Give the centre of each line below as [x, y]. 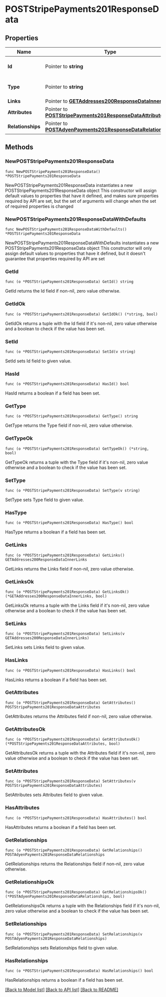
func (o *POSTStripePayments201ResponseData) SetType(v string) [73, 491]
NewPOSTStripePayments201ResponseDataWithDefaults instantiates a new [82, 243]
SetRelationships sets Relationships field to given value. [62, 947]
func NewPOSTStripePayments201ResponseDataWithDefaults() [66, 229]
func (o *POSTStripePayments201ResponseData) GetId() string [69, 282]
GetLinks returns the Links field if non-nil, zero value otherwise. [70, 569]
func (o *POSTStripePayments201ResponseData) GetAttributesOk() [73, 740]
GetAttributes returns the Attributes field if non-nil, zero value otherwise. [79, 716]
